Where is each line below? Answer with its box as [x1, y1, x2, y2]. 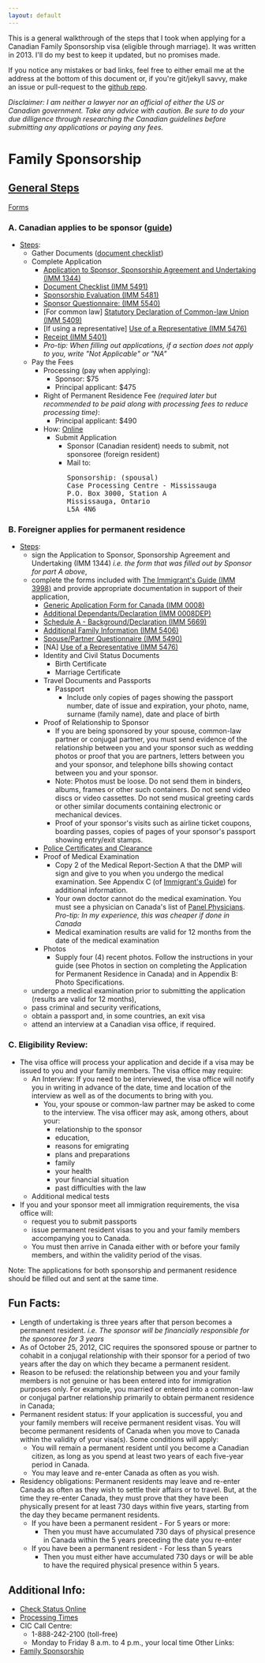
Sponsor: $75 [54, 374, 99, 383]
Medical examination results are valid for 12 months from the [54, 928, 252, 937]
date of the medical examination [54, 936, 160, 945]
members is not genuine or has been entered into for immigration [19, 1376, 232, 1385]
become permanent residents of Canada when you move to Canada [19, 1426, 241, 1436]
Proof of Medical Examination [43, 852, 140, 861]
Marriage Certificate [54, 667, 121, 677]
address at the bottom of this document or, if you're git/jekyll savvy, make [8, 73, 248, 83]
